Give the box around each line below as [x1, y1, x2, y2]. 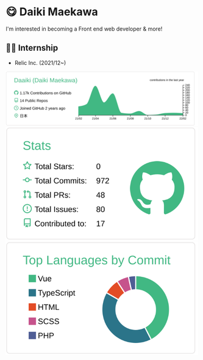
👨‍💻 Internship [5, 43, 59, 53]
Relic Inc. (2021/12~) [14, 59, 66, 66]
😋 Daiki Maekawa [5, 5, 98, 19]
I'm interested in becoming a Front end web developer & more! [5, 25, 163, 32]
